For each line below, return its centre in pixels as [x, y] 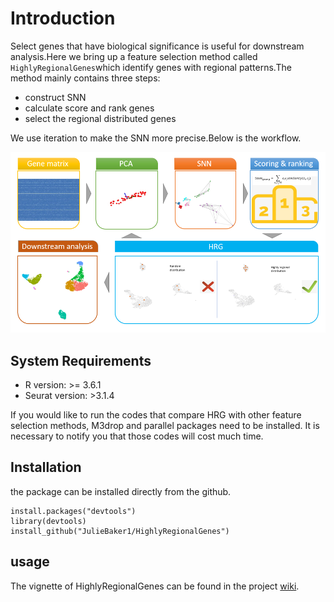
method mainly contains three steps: [85, 78]
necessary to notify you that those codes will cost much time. [137, 436]
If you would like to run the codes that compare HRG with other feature [156, 414]
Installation [46, 467]
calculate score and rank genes [89, 108]
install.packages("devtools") [73, 511]
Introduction [63, 18]
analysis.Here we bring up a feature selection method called [134, 56]
